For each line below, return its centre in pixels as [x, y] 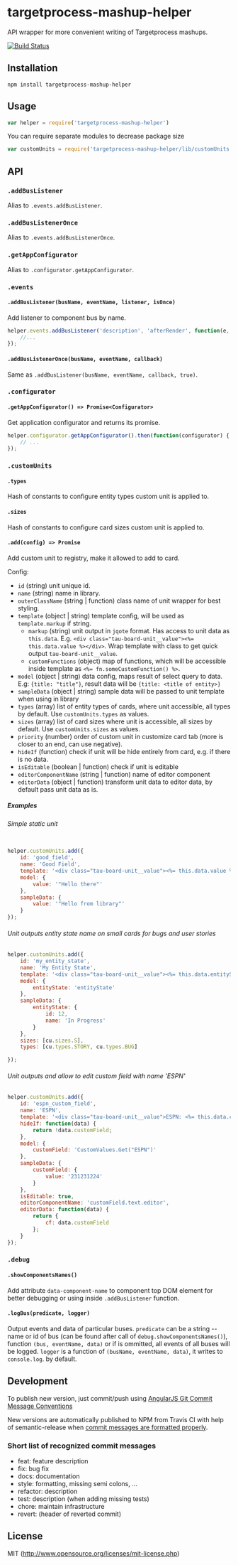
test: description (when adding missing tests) [84, 1499]
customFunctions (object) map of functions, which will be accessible [127, 661]
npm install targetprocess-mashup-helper [69, 85]
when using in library [48, 699]
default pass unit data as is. [58, 789]
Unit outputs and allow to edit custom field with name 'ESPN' [96, 1076]
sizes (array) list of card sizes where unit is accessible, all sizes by [115, 721]
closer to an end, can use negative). [70, 744]
